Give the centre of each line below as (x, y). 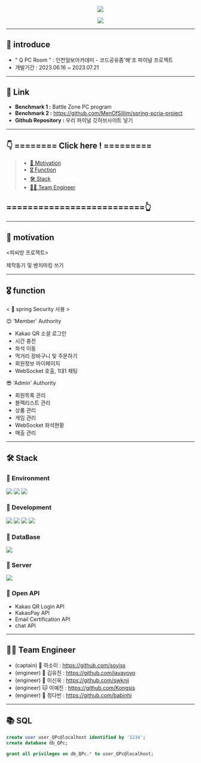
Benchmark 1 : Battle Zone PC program (63, 107)
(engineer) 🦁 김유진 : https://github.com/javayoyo (75, 672)
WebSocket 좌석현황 (39, 425)
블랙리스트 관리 (33, 402)
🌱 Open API (23, 593)
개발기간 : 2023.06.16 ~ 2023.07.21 (57, 67)
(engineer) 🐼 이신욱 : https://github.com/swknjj (72, 680)
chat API (25, 625)
